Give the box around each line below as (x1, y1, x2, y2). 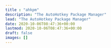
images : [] (5, 35, 28, 40)
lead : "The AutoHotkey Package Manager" (5, 16, 91, 21)
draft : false (5, 30, 33, 35)
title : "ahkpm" (5, 7, 39, 12)
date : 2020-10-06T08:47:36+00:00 (5, 21, 75, 26)
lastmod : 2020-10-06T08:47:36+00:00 (5, 26, 82, 31)
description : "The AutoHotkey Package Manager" (5, 12, 107, 17)
